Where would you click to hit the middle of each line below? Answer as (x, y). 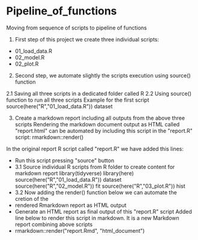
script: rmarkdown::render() (49, 137)
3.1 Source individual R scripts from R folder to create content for (95, 167)
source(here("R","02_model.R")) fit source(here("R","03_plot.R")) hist (100, 186)
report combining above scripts (54, 224)
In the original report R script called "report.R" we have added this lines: (95, 149)
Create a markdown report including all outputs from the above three (100, 118)
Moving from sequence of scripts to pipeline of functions (76, 28)
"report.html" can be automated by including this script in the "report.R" (104, 131)
